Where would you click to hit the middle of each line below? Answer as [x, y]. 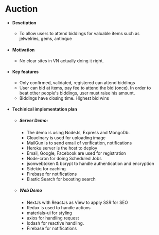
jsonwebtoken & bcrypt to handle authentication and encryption [90, 163]
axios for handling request [53, 218]
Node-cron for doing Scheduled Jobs [64, 159]
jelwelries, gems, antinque [45, 39]
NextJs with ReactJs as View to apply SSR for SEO [77, 202]
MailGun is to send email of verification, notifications [79, 143]
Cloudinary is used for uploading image [66, 138]
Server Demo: [34, 120]
